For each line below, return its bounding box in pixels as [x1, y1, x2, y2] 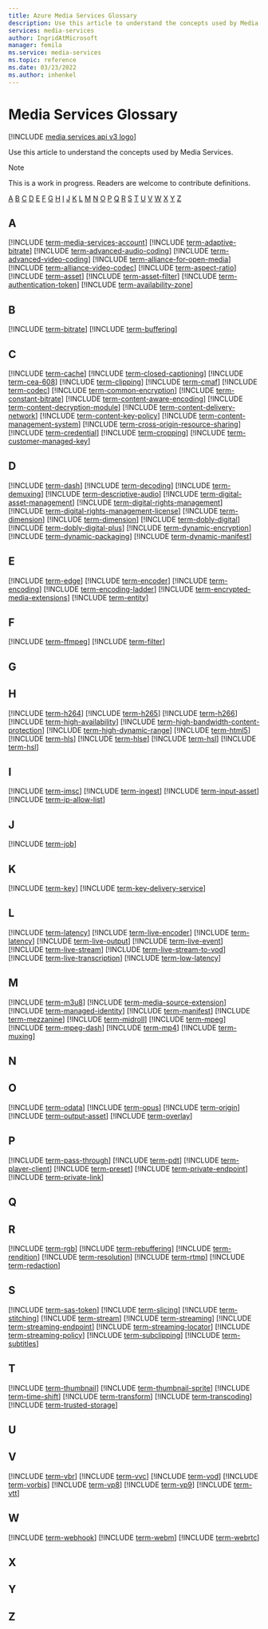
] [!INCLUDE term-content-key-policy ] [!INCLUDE [35, 411, 198, 420]
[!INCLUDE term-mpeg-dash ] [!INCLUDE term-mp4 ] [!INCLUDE [8, 1022, 217, 1033]
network [8, 411, 36, 420]
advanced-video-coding [8, 254, 89, 264]
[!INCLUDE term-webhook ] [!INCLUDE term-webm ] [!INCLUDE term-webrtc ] [8, 1533, 260, 1542]
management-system [8, 419, 78, 429]
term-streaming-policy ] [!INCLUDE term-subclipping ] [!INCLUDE [8, 1330, 221, 1340]
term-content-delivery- [159, 403, 235, 411]
